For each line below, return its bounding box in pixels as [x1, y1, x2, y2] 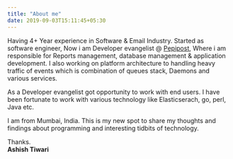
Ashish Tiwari [7, 145, 50, 153]
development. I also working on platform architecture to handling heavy [7, 59, 216, 67]
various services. [7, 73, 58, 82]
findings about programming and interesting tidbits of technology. [7, 124, 200, 132]
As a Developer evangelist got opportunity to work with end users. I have [7, 88, 220, 96]
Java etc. [7, 102, 34, 111]
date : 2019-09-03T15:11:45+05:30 [7, 17, 106, 24]
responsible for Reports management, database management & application [7, 51, 227, 60]
